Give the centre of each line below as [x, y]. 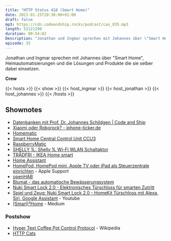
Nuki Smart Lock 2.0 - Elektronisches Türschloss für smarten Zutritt [83, 187]
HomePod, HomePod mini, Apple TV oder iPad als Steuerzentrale [81, 165]
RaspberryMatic [30, 144]
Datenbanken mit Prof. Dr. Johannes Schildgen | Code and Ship [79, 122]
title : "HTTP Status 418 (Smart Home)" [48, 10]
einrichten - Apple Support [41, 171]
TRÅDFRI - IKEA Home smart [43, 155]
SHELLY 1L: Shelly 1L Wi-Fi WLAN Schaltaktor [60, 149]
